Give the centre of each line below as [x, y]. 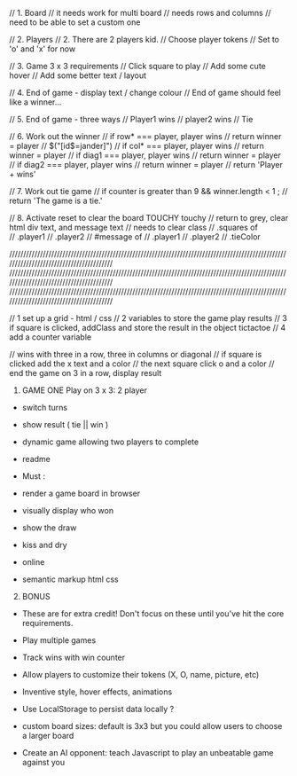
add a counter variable [50, 337]
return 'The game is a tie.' [56, 200]
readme [36, 459]
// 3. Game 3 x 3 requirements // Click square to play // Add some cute [137, 66]
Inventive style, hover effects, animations [97, 692]
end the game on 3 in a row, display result [86, 373]
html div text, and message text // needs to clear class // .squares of [134, 227]
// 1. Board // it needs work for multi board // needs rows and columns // [141, 13]
